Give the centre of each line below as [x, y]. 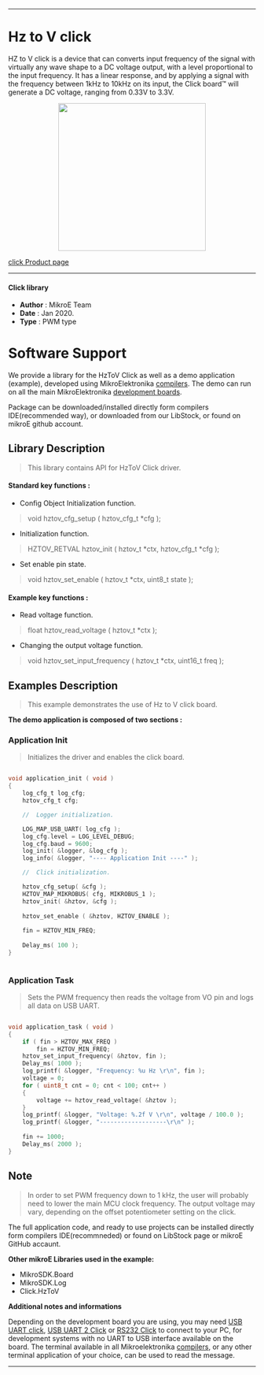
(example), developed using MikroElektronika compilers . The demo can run [130, 384]
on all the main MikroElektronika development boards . [95, 392]
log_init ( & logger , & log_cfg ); [75, 851]
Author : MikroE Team [55, 305]
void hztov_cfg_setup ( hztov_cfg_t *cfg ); [94, 519]
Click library [29, 287]
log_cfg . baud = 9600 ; [57, 843]
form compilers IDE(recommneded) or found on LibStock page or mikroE [126, 1235]
